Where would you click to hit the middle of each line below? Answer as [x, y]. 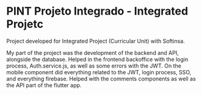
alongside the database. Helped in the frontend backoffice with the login [97, 59]
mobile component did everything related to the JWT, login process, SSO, [99, 72]
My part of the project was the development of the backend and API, [92, 52]
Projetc [25, 24]
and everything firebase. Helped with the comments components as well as [101, 79]
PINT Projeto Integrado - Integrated [97, 11]
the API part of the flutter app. [44, 85]
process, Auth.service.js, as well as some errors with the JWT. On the [94, 66]
